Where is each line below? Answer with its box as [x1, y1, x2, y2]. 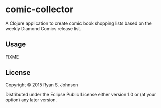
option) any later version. [5, 97, 57, 103]
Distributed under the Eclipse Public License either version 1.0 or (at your [5, 91, 156, 97]
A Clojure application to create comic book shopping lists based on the [5, 20, 152, 26]
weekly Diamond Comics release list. [5, 25, 82, 31]
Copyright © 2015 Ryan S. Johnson [5, 82, 78, 88]
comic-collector [5, 4, 74, 15]
